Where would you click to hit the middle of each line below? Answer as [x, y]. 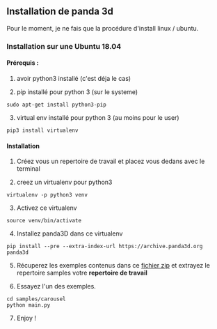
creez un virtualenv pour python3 [64, 182]
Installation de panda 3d [60, 12]
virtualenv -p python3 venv [47, 195]
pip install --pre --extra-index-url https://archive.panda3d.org [105, 247]
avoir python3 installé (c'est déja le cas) [74, 78]
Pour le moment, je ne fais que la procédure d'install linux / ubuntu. [103, 28]
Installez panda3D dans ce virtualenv [70, 234]
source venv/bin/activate [44, 221]
